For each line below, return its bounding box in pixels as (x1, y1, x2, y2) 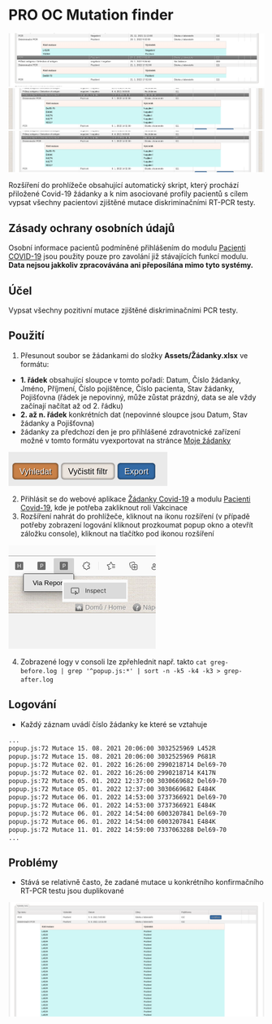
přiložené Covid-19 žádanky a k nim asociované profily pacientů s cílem (8, 189, 248, 199)
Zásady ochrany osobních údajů (8, 221, 175, 235)
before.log (19, 667, 58, 675)
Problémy (8, 856, 58, 869)
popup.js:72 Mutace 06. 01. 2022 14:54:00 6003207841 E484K (8, 817, 217, 825)
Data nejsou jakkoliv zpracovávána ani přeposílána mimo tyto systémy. (8, 260, 254, 270)
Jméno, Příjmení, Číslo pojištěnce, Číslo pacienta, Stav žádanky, (19, 383, 235, 393)
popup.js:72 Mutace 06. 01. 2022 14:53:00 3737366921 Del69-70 (8, 793, 227, 801)
